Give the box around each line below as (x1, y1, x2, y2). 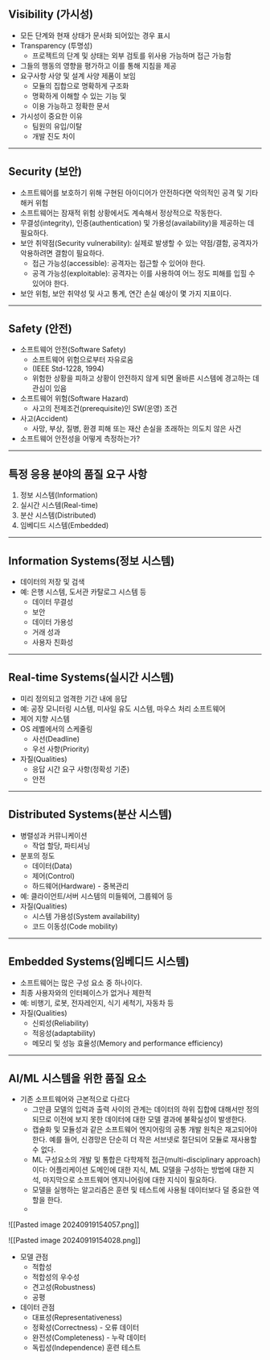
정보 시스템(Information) (19, 490, 98, 500)
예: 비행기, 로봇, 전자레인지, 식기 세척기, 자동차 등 (19, 998, 174, 1008)
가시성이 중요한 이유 (19, 111, 83, 121)
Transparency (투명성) (19, 40, 93, 50)
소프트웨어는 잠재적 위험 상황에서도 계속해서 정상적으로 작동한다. (19, 208, 223, 218)
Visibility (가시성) (8, 7, 94, 22)
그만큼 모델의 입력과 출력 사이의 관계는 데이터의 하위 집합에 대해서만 (31, 1104, 245, 1114)
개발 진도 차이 (31, 131, 76, 141)
